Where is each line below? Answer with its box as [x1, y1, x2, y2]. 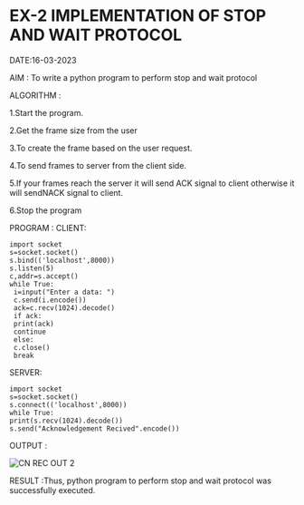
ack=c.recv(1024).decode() [13, 303, 116, 313]
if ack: [13, 311, 43, 320]
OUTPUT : [9, 440, 48, 451]
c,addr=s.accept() [9, 271, 79, 281]
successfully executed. [9, 484, 96, 495]
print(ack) [13, 319, 54, 328]
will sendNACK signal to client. [9, 187, 124, 198]
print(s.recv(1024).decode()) [9, 416, 124, 425]
